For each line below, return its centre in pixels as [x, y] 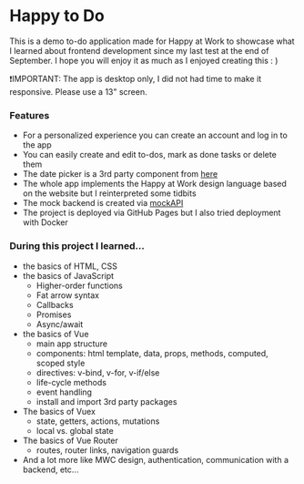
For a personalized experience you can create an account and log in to [155, 135]
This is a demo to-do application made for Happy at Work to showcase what [152, 41]
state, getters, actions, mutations [98, 421]
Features [30, 115]
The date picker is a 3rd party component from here [120, 174]
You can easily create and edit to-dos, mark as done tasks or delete [150, 155]
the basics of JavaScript [68, 275]
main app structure [71, 344]
